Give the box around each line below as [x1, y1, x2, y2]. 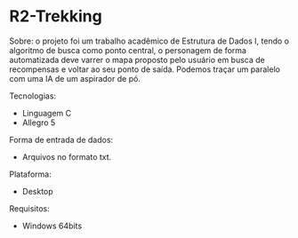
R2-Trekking [9, 6, 102, 27]
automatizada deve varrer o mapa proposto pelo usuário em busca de [9, 54, 265, 65]
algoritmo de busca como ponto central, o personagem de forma [9, 44, 247, 55]
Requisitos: [9, 202, 51, 214]
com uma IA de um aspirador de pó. [9, 73, 141, 83]
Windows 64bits [21, 220, 83, 231]
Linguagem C [21, 107, 72, 118]
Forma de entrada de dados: [9, 134, 114, 145]
